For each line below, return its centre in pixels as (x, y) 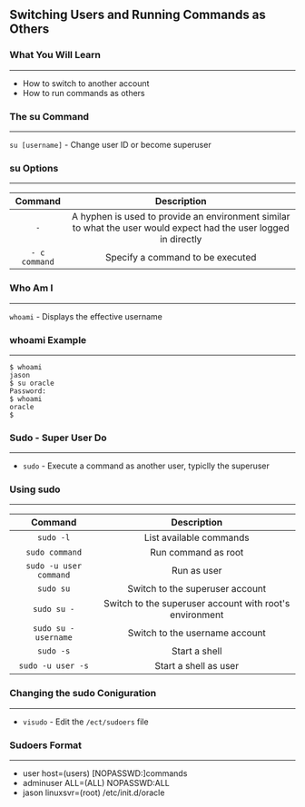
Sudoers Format (46, 745)
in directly (181, 240)
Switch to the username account (197, 633)
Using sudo (35, 489)
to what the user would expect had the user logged (181, 228)
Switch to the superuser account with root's (197, 604)
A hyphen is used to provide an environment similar (181, 217)
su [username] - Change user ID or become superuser (110, 144)
